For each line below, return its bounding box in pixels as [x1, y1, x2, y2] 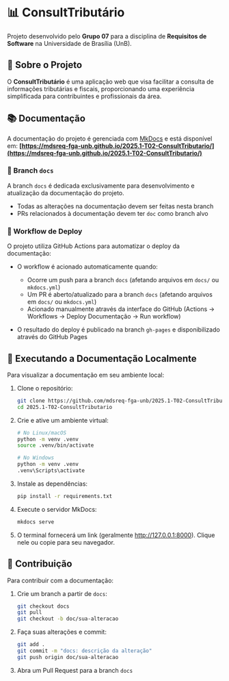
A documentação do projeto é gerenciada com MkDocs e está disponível [7, 134, 213, 143]
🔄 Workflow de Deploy [7, 226, 83, 236]
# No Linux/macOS [16, 429, 67, 436]
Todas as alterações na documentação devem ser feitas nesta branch [16, 202, 214, 210]
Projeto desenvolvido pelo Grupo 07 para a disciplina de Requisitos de [7, 32, 207, 40]
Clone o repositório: [16, 384, 73, 392]
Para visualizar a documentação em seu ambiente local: [7, 371, 165, 379]
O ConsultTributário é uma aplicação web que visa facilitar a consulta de [7, 77, 214, 86]
